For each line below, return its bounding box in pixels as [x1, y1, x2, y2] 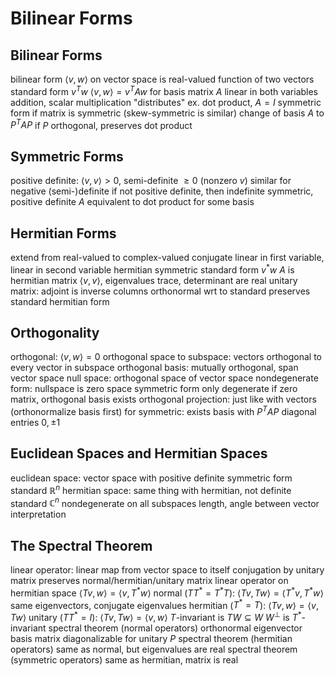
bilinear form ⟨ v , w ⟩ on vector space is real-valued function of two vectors [10, 73, 315, 85]
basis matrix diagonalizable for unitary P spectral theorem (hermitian [10, 632, 293, 644]
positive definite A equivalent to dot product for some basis [10, 196, 255, 208]
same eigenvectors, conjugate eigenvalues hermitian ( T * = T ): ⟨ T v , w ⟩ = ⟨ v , [10, 597, 319, 611]
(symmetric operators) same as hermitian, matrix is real [10, 653, 239, 666]
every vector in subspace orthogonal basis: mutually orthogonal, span [10, 362, 299, 374]
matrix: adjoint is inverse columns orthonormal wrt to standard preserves [10, 285, 311, 297]
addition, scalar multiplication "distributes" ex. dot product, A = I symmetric [10, 96, 322, 108]
